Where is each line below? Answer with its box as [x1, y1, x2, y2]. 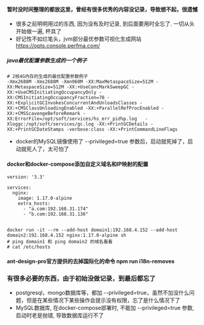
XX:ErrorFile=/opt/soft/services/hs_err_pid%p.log [7, 116, 137, 122]
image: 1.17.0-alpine [18, 195, 72, 202]
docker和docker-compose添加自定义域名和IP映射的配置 [7, 160, 149, 168]
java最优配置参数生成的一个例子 [7, 56, 87, 64]
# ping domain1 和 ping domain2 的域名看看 [7, 239, 113, 245]
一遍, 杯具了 [31, 28, 62, 35]
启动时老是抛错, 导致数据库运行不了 [15, 312, 104, 319]
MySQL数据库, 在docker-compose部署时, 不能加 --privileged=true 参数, [15, 304, 194, 312]
